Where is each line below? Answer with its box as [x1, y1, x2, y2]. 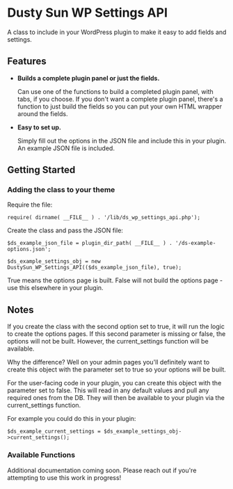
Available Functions [7, 450, 75, 460]
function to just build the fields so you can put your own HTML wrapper [17, 102, 223, 111]
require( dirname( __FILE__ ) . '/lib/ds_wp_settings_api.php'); [7, 214, 200, 221]
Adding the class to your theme [7, 185, 115, 195]
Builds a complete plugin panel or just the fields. [17, 74, 160, 82]
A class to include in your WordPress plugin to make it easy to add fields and [7, 28, 227, 36]
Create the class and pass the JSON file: [7, 226, 124, 234]
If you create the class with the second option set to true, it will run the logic [7, 322, 225, 331]
